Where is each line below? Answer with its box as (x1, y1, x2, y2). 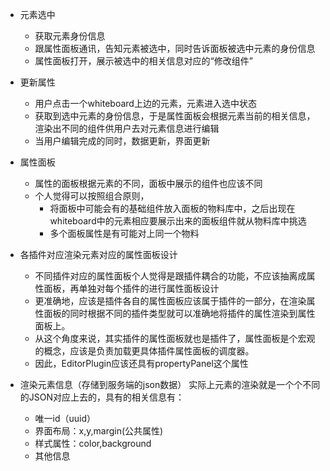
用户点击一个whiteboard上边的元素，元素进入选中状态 (34, 98, 257, 109)
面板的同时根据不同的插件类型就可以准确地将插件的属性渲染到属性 (43, 308, 316, 319)
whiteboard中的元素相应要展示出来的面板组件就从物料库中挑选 (49, 215, 307, 227)
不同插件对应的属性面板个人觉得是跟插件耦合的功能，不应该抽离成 (34, 270, 307, 282)
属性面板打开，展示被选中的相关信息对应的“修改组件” (34, 55, 253, 67)
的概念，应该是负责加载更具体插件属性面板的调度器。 (34, 345, 255, 357)
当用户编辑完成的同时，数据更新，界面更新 (34, 135, 211, 147)
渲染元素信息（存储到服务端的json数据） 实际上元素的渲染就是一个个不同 (19, 379, 321, 390)
